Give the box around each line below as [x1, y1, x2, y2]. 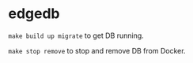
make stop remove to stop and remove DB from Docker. [8, 46, 186, 55]
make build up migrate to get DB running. [8, 31, 144, 40]
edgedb [8, 5, 61, 23]
